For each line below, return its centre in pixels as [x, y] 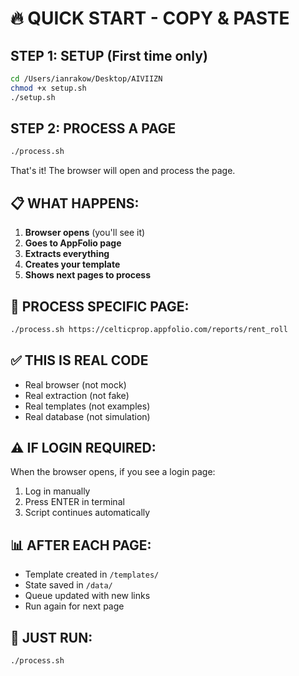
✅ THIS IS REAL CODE [79, 360]
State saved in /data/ [68, 585]
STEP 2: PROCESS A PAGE [93, 128]
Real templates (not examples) [87, 406]
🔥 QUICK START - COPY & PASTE [150, 18]
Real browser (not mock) [75, 384]
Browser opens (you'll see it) [85, 233]
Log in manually [57, 491]
